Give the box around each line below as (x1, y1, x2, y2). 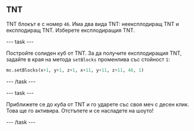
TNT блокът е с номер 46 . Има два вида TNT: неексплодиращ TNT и (6, 20, 179, 27)
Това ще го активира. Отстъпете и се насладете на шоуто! (6, 107, 154, 114)
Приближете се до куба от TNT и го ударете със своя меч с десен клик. (6, 100, 189, 108)
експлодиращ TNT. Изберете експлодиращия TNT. (6, 27, 135, 34)
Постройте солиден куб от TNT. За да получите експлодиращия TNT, (6, 50, 182, 57)
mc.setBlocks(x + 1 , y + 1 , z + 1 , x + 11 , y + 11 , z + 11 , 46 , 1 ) (6, 67, 144, 73)
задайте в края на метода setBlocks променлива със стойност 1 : (6, 55, 170, 63)
